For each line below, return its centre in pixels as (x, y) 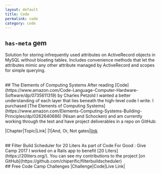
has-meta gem (26, 43)
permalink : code (21, 19)
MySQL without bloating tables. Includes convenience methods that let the (80, 60)
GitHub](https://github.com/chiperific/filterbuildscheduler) (63, 161)
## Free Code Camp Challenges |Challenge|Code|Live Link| (65, 166)
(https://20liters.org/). (27, 156)
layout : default (21, 10)
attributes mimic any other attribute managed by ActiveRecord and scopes (80, 65)
